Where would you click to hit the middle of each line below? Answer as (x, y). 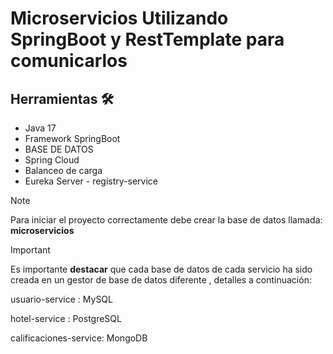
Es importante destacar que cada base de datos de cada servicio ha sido (161, 269)
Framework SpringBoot (72, 138)
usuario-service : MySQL (61, 299)
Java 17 (40, 128)
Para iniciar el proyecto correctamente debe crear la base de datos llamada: (166, 220)
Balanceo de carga (63, 170)
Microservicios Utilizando (119, 18)
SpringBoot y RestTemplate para (147, 39)
